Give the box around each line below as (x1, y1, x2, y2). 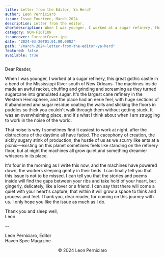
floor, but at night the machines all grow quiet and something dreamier (5, 148, 147, 154)
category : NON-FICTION (5, 30, 52, 35)
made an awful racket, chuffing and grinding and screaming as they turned (5, 86, 157, 92)
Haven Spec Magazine (5, 238, 51, 244)
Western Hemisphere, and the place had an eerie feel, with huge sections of (5, 97, 159, 103)
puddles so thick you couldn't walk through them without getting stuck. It (5, 107, 153, 113)
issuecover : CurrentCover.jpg (5, 35, 67, 40)
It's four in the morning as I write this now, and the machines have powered (5, 162, 157, 168)
